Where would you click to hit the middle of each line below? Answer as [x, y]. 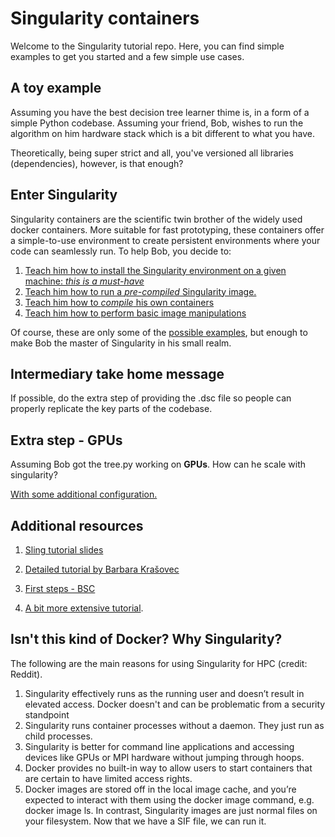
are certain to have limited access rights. [108, 778]
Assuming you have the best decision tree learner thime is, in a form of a [160, 112]
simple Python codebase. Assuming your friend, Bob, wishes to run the [157, 123]
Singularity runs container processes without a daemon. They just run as [174, 725]
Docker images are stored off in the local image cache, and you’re [160, 789]
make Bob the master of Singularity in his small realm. [121, 343]
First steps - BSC [60, 588]
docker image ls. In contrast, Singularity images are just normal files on [171, 810]
